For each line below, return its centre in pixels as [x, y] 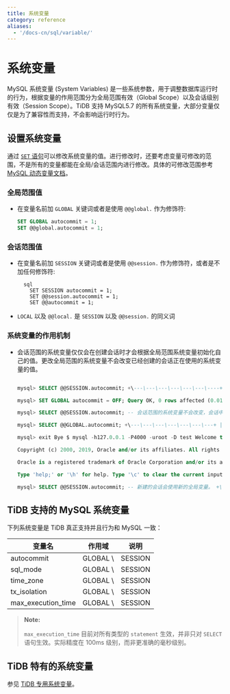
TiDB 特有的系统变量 [50, 666]
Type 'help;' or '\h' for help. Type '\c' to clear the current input [120, 474]
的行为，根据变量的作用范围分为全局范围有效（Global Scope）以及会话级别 [113, 97]
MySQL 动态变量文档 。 [39, 173]
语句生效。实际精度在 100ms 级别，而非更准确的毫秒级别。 [107, 643]
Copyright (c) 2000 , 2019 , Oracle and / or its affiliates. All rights [118, 450]
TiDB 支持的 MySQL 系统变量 [68, 510]
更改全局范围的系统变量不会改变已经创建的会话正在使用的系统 [128, 360]
